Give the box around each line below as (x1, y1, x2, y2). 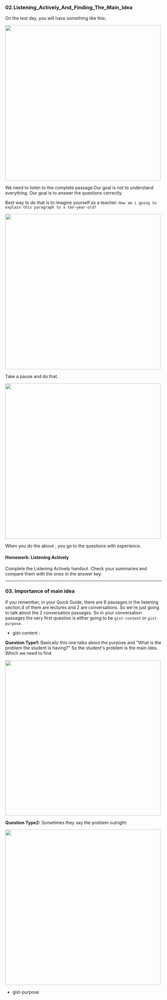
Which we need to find (5, 650, 52, 656)
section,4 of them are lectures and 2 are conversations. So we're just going (5, 604, 160, 610)
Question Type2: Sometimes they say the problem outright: (5, 819, 128, 825)
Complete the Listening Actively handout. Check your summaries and (5, 565, 147, 571)
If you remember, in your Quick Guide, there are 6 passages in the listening (5, 599, 159, 605)
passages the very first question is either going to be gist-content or (5, 615, 147, 621)
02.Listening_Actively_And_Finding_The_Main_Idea (5, 4, 133, 11)
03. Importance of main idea (5, 588, 75, 595)
